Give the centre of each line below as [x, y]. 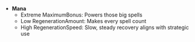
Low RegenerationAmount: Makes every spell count [83, 21]
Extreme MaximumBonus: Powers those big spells [82, 15]
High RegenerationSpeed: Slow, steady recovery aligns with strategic [105, 27]
